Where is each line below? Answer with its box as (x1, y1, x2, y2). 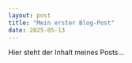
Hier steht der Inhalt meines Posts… (8, 48, 125, 57)
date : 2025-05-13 (8, 26, 66, 34)
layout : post (8, 11, 51, 20)
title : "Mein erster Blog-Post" (8, 19, 115, 27)
